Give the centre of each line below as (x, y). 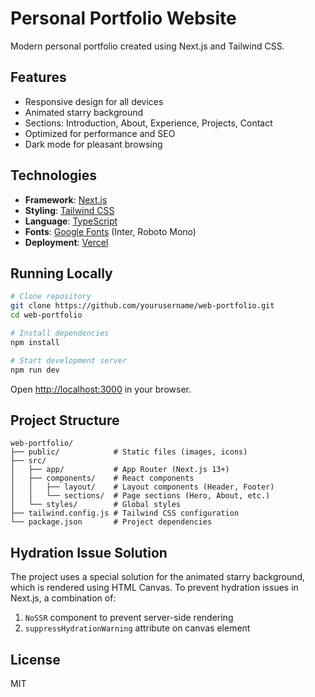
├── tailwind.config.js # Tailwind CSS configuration (125, 513)
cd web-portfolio (46, 315)
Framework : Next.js (66, 199)
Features (38, 77)
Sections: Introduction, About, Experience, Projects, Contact (148, 123)
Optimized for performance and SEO (100, 133)
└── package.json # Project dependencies (111, 522)
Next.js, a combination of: (63, 598)
